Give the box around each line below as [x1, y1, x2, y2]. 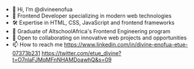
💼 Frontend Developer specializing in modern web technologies [12, 12, 172, 19]
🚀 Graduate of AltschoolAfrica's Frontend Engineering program [12, 28, 171, 34]
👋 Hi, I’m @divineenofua [12, 6, 73, 13]
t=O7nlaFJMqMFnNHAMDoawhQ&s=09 [12, 56, 112, 63]
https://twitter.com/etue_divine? [41, 50, 122, 57]
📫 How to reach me [12, 41, 63, 48]
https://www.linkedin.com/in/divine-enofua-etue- [63, 41, 188, 48]
